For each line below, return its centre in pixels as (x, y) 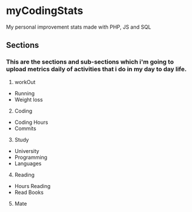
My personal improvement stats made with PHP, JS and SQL (79, 27)
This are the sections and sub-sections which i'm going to (90, 62)
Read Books (29, 192)
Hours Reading (32, 186)
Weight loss (29, 99)
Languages (28, 163)
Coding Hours (31, 122)
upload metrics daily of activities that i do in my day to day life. (96, 69)
